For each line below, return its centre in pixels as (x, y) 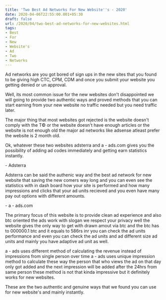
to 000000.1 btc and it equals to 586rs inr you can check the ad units (75, 231)
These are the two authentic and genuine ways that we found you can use (81, 287)
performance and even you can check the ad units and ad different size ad (81, 236)
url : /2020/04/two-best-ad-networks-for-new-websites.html (67, 24)
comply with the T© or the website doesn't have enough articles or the (78, 125)
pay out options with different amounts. (45, 196)
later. (10, 110)
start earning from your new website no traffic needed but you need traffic (81, 105)
